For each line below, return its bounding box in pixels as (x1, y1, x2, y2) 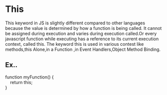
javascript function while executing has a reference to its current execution (5, 36, 159, 42)
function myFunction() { (5, 74, 54, 80)
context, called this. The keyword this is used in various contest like (5, 41, 144, 47)
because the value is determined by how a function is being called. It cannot (5, 25, 162, 31)
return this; (9, 79, 33, 85)
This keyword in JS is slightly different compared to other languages (5, 20, 146, 26)
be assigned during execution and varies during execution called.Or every (5, 30, 157, 36)
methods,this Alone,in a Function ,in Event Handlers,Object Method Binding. (5, 46, 161, 52)
